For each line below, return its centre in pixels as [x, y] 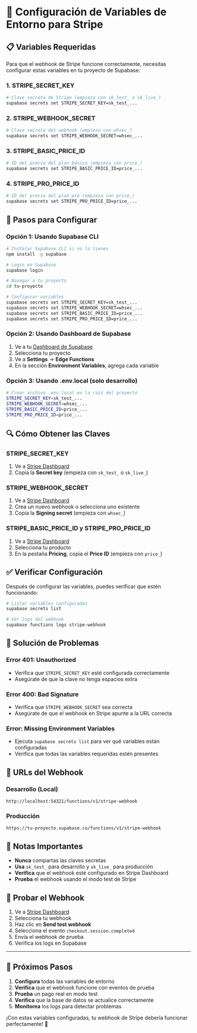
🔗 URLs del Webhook [45, 772]
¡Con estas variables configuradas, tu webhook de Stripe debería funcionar [97, 1018]
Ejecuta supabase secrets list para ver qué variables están [87, 741]
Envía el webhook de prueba [49, 937]
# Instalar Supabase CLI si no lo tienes [57, 249]
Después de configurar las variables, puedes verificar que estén [84, 586]
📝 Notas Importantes [45, 846]
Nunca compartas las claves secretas [60, 861]
